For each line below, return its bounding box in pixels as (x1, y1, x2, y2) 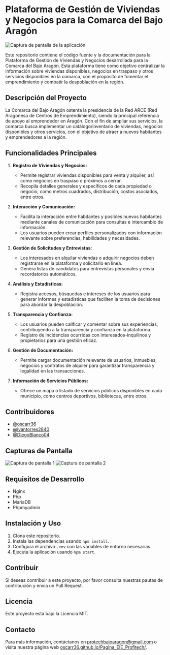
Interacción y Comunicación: (12, 203, 75, 209)
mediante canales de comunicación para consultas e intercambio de (20, 219, 163, 225)
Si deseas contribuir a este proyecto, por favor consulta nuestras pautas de (5, 577, 163, 583)
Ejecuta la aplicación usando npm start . (12, 549, 96, 555)
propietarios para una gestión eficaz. (20, 337, 97, 344)
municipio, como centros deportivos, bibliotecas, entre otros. (20, 393, 148, 399)
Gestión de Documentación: (12, 347, 74, 353)
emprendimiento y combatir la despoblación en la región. (5, 79, 125, 85)
